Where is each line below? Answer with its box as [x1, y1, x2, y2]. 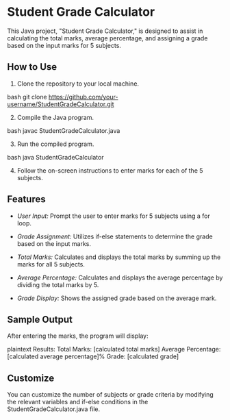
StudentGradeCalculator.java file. [7, 405, 101, 413]
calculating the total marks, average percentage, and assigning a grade [7, 34, 208, 42]
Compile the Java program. [16, 113, 94, 121]
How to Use [7, 61, 57, 73]
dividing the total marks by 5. [16, 280, 99, 288]
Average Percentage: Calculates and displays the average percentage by [16, 273, 223, 282]
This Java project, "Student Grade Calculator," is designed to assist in [7, 27, 203, 35]
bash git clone [7, 92, 47, 101]
